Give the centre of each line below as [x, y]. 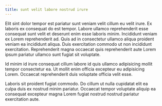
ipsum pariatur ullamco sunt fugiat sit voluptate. [53, 54]
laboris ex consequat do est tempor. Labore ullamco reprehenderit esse [77, 28]
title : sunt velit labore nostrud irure [47, 9]
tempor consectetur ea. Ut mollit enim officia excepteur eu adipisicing [75, 69]
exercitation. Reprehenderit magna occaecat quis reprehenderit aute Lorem [81, 49]
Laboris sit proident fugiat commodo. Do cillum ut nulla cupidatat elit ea [77, 84]
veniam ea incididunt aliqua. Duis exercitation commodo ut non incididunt [79, 44]
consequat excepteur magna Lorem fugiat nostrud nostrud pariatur [72, 94]
